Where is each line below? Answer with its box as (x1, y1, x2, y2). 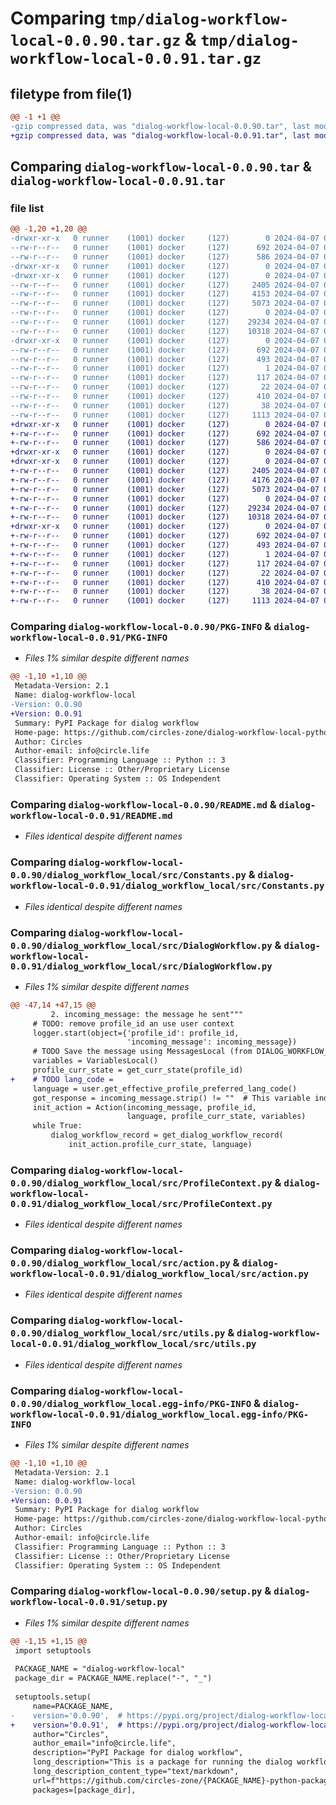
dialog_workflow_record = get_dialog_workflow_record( (50, 1130, 284, 1141)
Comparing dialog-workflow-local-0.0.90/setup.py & (10, 1584, 272, 1598)
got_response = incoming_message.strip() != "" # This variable (32, 1093, 311, 1103)
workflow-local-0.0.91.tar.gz (10, 50, 262, 69)
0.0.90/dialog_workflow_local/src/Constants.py (10, 870, 247, 881)
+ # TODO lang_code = (10, 1074, 114, 1084)
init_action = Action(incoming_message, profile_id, (32, 1102, 257, 1112)
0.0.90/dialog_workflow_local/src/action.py (10, 1258, 231, 1269)
